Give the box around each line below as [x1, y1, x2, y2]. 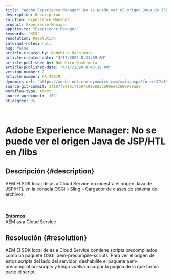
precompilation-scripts [5, 264, 54, 270]
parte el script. [5, 269, 36, 275]
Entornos [5, 213, 26, 219]
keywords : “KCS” [5, 31, 40, 36]
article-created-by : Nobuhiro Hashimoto [5, 50, 93, 55]
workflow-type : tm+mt [5, 88, 52, 94]
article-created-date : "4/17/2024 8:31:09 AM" [5, 55, 106, 61]
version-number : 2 [5, 70, 45, 75]
